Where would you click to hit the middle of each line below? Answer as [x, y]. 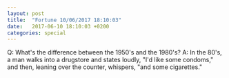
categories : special [37, 33]
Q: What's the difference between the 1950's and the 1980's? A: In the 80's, [114, 52]
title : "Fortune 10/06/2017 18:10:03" [64, 20]
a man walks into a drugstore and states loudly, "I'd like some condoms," [110, 60]
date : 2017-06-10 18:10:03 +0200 [58, 26]
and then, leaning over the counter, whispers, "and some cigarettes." [105, 67]
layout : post [26, 13]
